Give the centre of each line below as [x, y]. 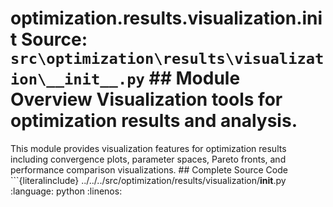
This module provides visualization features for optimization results [148, 148]
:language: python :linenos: [66, 191]
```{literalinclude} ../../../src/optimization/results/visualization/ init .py [148, 180]
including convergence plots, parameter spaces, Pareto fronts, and [148, 159]
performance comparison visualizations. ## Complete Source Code [149, 169]
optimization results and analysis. [154, 121]
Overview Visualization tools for [146, 99]
